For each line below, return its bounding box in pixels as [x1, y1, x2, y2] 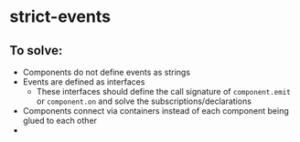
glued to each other [22, 116, 98, 126]
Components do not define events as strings [22, 66, 190, 77]
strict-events [9, 6, 112, 27]
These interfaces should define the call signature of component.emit [36, 86, 291, 96]
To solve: [9, 43, 63, 58]
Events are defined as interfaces [22, 76, 145, 87]
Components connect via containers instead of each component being [22, 106, 290, 116]
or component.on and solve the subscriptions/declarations [36, 96, 252, 106]
